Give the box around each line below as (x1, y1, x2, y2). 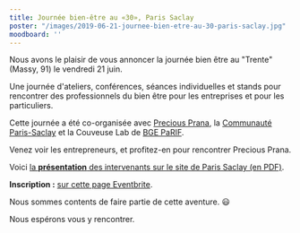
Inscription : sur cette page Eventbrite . (9, 179, 153, 190)
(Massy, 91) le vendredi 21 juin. (9, 64, 123, 74)
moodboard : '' (9, 30, 63, 39)
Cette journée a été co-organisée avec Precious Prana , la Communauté (9, 117, 272, 128)
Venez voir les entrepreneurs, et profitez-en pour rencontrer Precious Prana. (9, 144, 292, 155)
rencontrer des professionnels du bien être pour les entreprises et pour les (9, 91, 285, 101)
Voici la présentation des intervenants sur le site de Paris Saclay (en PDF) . (9, 162, 285, 173)
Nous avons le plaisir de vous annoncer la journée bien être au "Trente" (9, 55, 273, 65)
